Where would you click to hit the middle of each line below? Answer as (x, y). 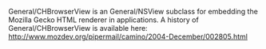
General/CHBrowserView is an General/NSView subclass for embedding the (133, 11)
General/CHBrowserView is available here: (78, 28)
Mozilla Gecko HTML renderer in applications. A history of (104, 20)
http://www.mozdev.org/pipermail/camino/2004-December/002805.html (128, 36)
